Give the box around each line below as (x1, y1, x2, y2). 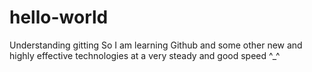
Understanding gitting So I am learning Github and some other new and (9, 39, 303, 51)
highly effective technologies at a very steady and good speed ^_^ (9, 49, 281, 61)
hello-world (9, 6, 109, 29)
